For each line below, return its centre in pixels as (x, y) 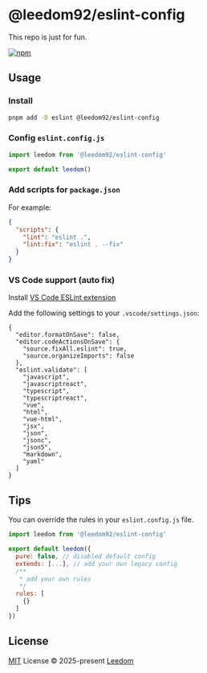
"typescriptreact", (55, 398)
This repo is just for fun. (48, 37)
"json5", (37, 448)
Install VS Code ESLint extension (62, 298)
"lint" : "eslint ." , (57, 237)
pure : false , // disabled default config (86, 556)
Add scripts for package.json (64, 190)
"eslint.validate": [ (52, 370)
